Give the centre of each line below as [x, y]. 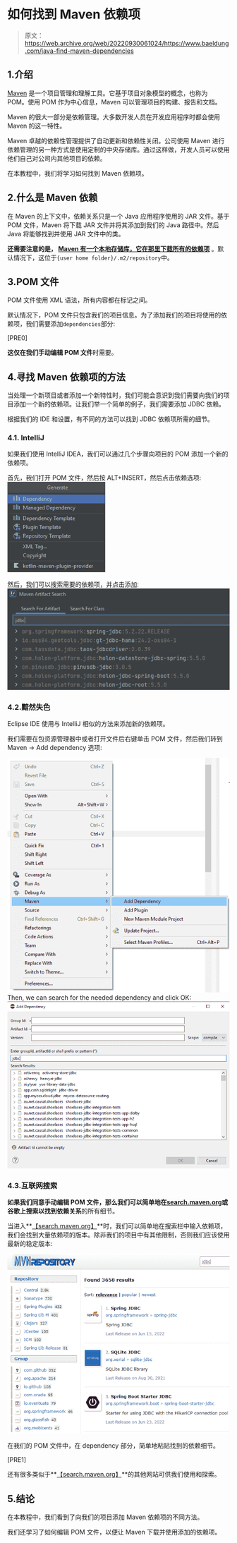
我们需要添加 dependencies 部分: [70, 324]
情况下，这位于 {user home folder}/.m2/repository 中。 [93, 258]
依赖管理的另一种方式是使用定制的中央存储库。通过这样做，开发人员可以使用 [119, 150]
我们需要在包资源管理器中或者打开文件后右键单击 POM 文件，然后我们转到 [115, 739]
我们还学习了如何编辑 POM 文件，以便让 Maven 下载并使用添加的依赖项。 [114, 1532]
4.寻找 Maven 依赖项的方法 [66, 377]
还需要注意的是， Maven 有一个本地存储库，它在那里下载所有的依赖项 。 [113, 248]
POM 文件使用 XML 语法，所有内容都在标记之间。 [79, 300]
